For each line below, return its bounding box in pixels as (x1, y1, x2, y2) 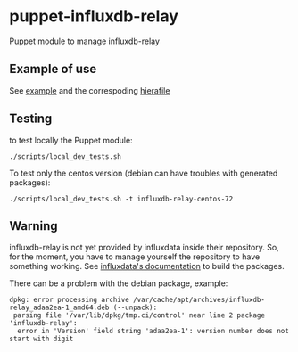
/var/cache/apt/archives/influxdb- (132, 296, 266, 305)
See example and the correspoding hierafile (9, 85, 170, 95)
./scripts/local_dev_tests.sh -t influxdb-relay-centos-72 (9, 194, 234, 203)
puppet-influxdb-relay (9, 6, 178, 27)
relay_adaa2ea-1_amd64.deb (9, 303, 110, 313)
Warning (9, 218, 58, 233)
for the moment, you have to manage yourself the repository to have (9, 251, 261, 262)
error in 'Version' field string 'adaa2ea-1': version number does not (17, 327, 290, 336)
